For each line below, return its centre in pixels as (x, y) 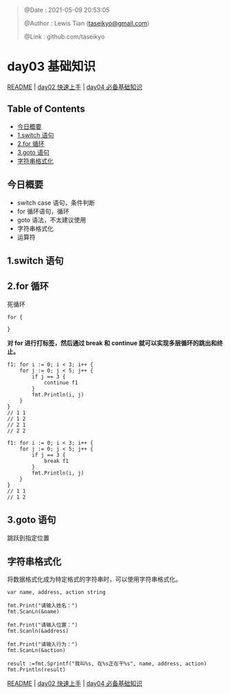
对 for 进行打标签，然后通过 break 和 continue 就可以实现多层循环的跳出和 (112, 343)
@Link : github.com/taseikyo (64, 36)
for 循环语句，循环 (43, 211)
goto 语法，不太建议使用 (51, 220)
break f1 (56, 461)
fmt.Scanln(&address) (38, 631)
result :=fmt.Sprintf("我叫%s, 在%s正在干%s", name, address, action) (107, 664)
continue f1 (61, 382)
